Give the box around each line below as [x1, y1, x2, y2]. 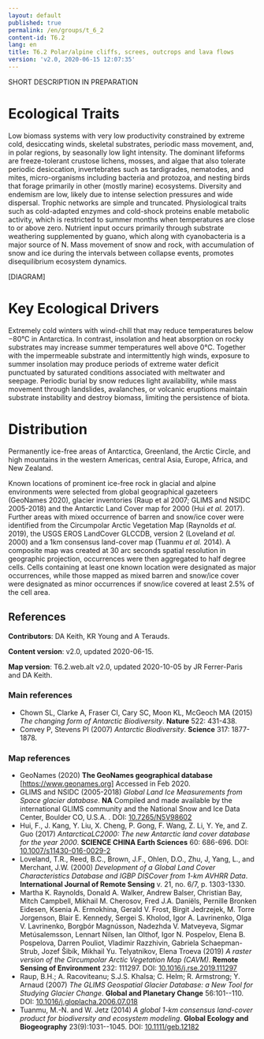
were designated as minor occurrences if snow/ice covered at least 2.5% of [8, 579, 255, 589]
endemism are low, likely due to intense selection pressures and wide [8, 189, 233, 199]
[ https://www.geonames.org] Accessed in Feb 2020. [19, 779, 191, 789]
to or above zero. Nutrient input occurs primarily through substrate [8, 222, 225, 233]
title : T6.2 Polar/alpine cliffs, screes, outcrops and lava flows [8, 48, 235, 56]
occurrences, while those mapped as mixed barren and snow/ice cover [8, 570, 240, 580]
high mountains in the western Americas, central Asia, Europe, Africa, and [8, 454, 248, 464]
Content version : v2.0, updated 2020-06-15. [8, 646, 154, 656]
